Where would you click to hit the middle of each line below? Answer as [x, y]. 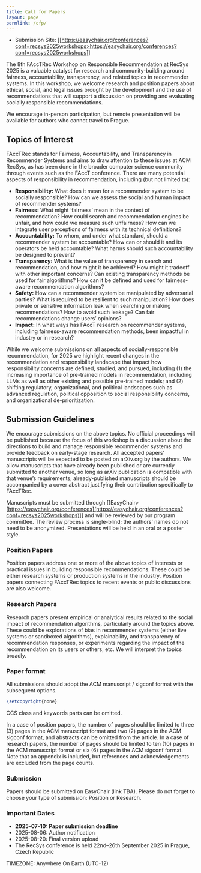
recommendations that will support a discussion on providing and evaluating [100, 96]
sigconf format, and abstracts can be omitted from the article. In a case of [97, 737]
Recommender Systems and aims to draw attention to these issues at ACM [98, 160]
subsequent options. [31, 690]
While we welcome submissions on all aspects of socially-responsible [92, 349]
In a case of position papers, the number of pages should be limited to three [100, 724]
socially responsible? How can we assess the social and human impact [102, 197]
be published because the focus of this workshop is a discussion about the [99, 440]
